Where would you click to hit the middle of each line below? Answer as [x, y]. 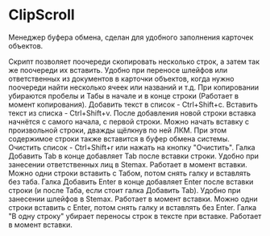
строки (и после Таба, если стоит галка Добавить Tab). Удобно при [125, 190]
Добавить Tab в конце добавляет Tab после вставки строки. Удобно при [134, 156]
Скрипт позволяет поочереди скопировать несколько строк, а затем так [134, 61]
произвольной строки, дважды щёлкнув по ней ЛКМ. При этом [118, 130]
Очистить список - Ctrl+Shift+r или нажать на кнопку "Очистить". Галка [132, 147]
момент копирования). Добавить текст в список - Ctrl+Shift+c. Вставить [133, 104]
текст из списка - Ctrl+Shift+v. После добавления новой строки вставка [132, 113]
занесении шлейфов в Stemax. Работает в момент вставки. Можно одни [133, 199]
